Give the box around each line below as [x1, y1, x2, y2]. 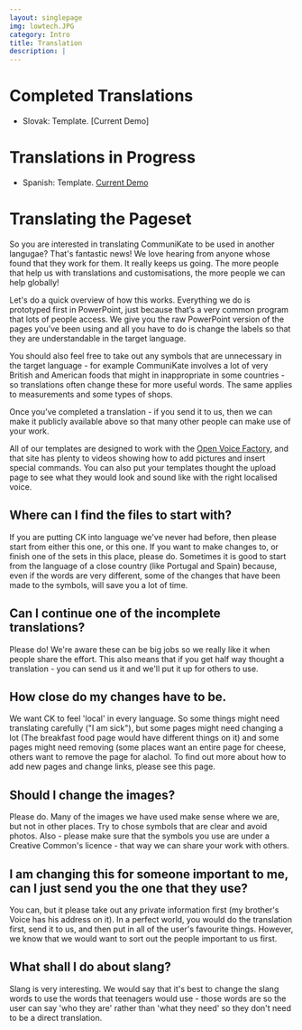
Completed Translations [9, 86, 194, 107]
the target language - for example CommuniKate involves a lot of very [9, 360, 269, 370]
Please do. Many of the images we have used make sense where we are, [9, 811, 279, 822]
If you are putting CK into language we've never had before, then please [9, 531, 278, 542]
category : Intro [9, 30, 70, 39]
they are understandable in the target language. [9, 332, 187, 343]
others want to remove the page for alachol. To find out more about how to [9, 752, 287, 763]
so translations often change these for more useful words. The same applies [9, 379, 293, 389]
